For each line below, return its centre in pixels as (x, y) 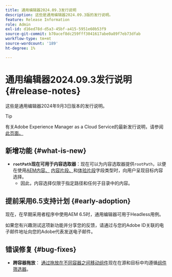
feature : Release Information (38, 19)
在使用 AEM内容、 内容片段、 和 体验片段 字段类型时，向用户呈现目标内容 (88, 170)
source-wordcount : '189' (32, 44)
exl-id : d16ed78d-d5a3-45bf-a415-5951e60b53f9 (56, 29)
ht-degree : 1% (20, 48)
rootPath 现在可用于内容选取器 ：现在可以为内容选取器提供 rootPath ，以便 (89, 164)
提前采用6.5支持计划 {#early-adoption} (68, 201)
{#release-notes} (43, 91)
